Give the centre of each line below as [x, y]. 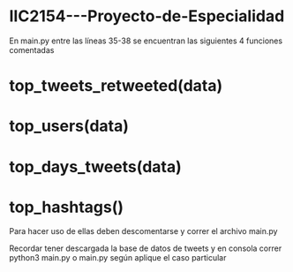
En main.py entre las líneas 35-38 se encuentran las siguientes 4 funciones [146, 41]
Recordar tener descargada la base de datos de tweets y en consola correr [146, 248]
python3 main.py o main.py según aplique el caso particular [118, 258]
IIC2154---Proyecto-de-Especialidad [147, 16]
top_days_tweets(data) [96, 166]
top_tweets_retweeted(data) [116, 86]
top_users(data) [69, 126]
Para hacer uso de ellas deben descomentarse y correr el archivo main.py [143, 231]
